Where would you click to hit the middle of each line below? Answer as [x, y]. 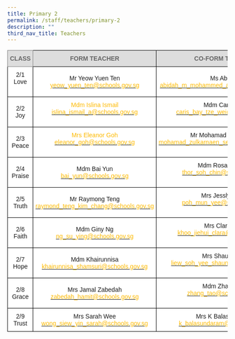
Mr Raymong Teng [95, 199]
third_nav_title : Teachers [47, 33]
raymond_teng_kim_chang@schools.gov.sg [95, 206]
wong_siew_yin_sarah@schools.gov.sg [95, 324]
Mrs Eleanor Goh [94, 135]
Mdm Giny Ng [95, 229]
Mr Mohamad [208, 135]
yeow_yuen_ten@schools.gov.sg [95, 85]
